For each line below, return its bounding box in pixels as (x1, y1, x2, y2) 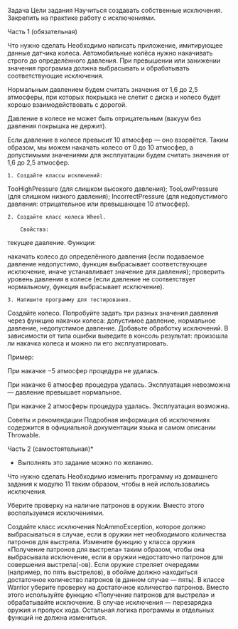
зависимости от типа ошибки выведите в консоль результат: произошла (7, 331, 229, 340)
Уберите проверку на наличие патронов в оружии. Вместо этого (7, 501, 205, 509)
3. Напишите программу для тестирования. (7, 296, 132, 303)
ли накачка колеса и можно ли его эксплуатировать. (7, 339, 169, 348)
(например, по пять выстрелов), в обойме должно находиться (7, 568, 198, 576)
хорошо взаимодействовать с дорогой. (7, 100, 128, 109)
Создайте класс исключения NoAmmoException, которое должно (7, 523, 206, 531)
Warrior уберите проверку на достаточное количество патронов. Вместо (7, 583, 229, 591)
